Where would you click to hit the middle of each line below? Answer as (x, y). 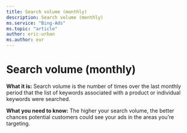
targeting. (18, 123)
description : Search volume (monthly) (55, 17)
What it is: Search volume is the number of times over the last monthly (94, 86)
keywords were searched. (38, 99)
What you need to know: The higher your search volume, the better (90, 110)
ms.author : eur (25, 40)
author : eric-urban (31, 34)
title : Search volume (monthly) (47, 12)
